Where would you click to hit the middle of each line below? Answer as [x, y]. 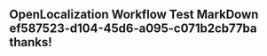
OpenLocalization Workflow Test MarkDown [134, 15]
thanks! [31, 42]
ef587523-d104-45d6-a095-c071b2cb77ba [133, 29]
